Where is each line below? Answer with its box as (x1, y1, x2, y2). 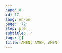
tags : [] (5, 36, 24, 41)
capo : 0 (5, 7, 22, 13)
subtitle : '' (5, 31, 33, 36)
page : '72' (5, 21, 28, 27)
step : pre (5, 26, 26, 31)
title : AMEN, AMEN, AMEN (5, 40, 57, 45)
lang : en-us (5, 17, 30, 22)
